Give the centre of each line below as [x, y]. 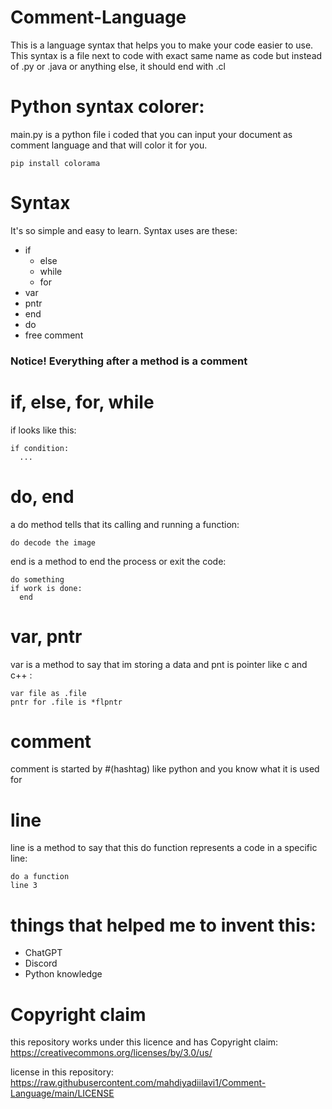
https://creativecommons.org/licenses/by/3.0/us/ [111, 1053]
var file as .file [48, 693]
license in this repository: [62, 1072]
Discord [41, 963]
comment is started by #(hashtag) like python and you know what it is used [165, 769]
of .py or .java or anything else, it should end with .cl [118, 66]
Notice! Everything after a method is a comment [129, 361]
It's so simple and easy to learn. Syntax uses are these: [124, 230]
